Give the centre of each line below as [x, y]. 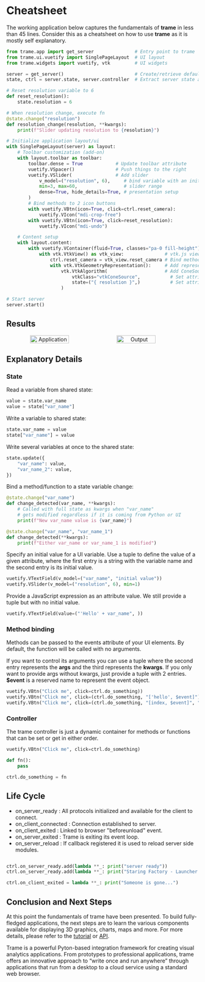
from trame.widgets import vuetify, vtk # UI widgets [87, 63]
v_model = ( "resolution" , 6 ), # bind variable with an [113, 181]
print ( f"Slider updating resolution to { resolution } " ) [88, 130]
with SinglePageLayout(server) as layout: [61, 147]
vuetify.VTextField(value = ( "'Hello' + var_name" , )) [75, 614]
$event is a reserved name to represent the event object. [78, 680]
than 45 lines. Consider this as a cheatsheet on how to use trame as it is [97, 34]
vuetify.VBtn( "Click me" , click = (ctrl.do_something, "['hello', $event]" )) [105, 697]
